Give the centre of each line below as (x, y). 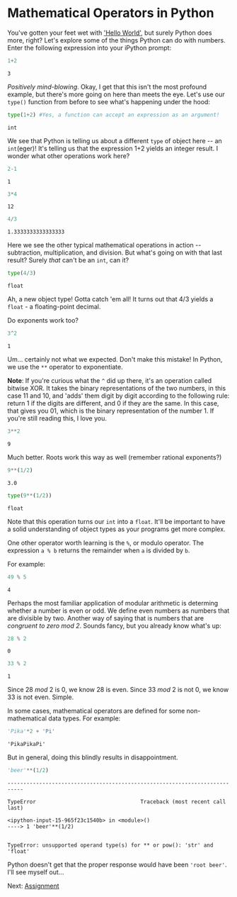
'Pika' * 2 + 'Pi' (31, 732)
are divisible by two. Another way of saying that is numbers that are (106, 618)
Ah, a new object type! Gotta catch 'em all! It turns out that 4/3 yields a (110, 299)
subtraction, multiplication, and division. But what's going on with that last (115, 252)
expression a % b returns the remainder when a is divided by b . (99, 550)
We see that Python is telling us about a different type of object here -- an (115, 140)
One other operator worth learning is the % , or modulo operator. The (105, 542)
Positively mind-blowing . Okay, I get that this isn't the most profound (107, 87)
